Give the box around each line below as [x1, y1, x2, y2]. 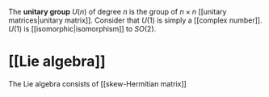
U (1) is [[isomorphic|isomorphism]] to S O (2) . [8, 24, 157, 33]
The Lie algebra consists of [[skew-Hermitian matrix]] [8, 78, 187, 88]
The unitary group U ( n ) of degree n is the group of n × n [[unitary [8, 7, 227, 16]
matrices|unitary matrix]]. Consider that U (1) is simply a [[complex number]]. [8, 15, 263, 25]
